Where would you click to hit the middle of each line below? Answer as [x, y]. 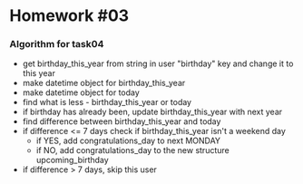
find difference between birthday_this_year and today [122, 121]
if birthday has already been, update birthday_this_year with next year [152, 112]
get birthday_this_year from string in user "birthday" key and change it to [158, 63]
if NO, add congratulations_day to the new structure [132, 150]
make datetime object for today [81, 92]
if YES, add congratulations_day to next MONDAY [128, 140]
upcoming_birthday [72, 160]
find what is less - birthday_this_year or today [107, 102]
